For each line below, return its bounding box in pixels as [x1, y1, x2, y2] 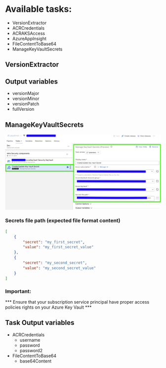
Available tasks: [5, 3, 72, 15]
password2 [19, 347, 43, 353]
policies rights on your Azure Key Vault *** [5, 304, 92, 310]
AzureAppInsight [12, 36, 47, 42]
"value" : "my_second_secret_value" [23, 266, 96, 271]
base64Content [19, 358, 52, 364]
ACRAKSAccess [12, 30, 45, 36]
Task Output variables [5, 319, 75, 327]
